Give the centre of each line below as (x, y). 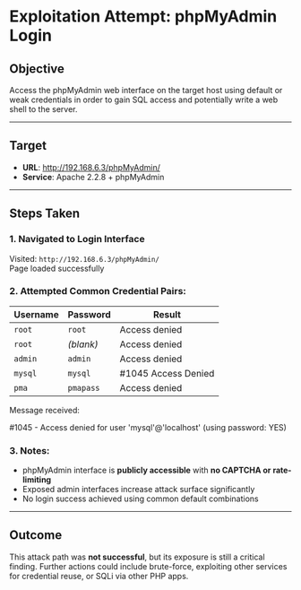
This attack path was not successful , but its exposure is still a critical (138, 557)
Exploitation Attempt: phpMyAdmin (143, 17)
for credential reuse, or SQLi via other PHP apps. (99, 576)
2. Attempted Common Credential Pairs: (98, 291)
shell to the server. (43, 109)
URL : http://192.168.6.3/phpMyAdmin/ (91, 167)
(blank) (83, 344)
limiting (37, 480)
